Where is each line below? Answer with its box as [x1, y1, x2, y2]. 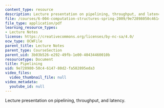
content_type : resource [5, 7, 54, 12]
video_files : [5, 71, 32, 75]
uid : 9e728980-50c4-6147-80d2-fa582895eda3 [5, 66, 95, 71]
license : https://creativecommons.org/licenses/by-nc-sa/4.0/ [5, 35, 134, 39]
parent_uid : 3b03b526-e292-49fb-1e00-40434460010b [5, 52, 110, 57]
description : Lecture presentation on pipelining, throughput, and [5, 12, 145, 17]
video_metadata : [5, 79, 38, 84]
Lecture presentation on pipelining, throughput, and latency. [5, 97, 125, 103]
